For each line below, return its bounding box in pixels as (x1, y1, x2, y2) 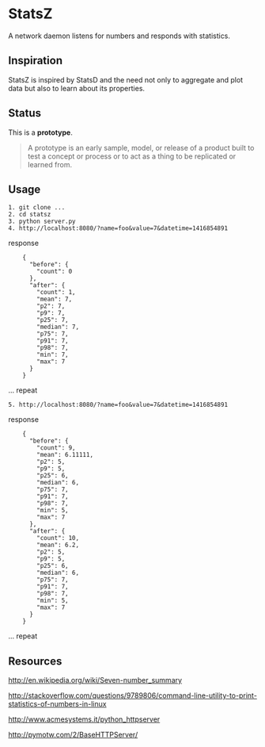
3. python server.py (8, 217, 77, 226)
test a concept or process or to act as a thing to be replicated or (27, 151, 237, 161)
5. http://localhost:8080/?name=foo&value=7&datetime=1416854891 (8, 401, 228, 409)
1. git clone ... (8, 204, 66, 212)
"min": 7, (36, 351, 69, 359)
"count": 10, (36, 534, 80, 542)
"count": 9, (36, 444, 77, 452)
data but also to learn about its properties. (8, 83, 145, 93)
